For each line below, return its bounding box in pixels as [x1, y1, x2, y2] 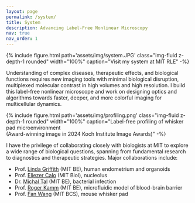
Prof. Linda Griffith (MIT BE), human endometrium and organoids [14, 166, 170, 173]
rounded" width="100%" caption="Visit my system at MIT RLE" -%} [26, 58, 190, 65]
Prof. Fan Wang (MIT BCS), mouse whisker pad [14, 191, 129, 197]
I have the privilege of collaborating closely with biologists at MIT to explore [6, 142, 189, 149]
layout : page [6, 8, 38, 15]
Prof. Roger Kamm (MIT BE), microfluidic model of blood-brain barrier [14, 184, 183, 191]
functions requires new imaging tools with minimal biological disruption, [6, 75, 179, 82]
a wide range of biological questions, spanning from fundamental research [6, 148, 186, 155]
